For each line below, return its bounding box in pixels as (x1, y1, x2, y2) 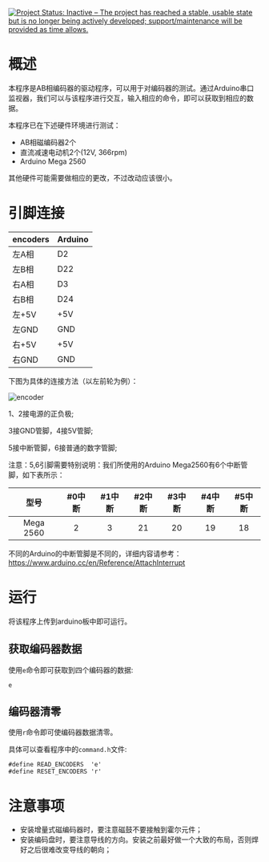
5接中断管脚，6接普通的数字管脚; (8, 442, 118, 453)
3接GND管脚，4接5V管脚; (8, 425, 94, 435)
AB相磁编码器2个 (19, 137, 77, 147)
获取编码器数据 (8, 642, 82, 656)
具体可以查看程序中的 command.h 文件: (8, 745, 127, 754)
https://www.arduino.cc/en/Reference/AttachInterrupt (8, 558, 186, 567)
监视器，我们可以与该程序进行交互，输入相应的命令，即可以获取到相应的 (8, 93, 247, 103)
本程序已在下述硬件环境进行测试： (8, 120, 121, 130)
